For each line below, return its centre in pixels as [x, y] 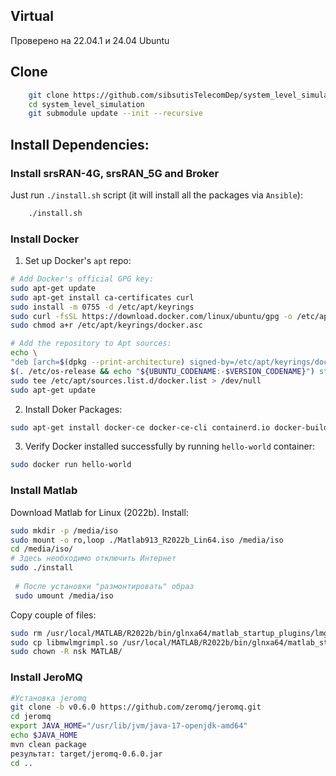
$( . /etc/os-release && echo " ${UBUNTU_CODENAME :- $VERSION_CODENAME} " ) [162, 371]
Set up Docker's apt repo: [78, 261]
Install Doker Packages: [73, 409]
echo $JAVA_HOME [44, 735]
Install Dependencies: [80, 144]
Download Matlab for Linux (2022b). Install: [99, 512]
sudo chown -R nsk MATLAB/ [66, 652]
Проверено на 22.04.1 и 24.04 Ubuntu [90, 40]
